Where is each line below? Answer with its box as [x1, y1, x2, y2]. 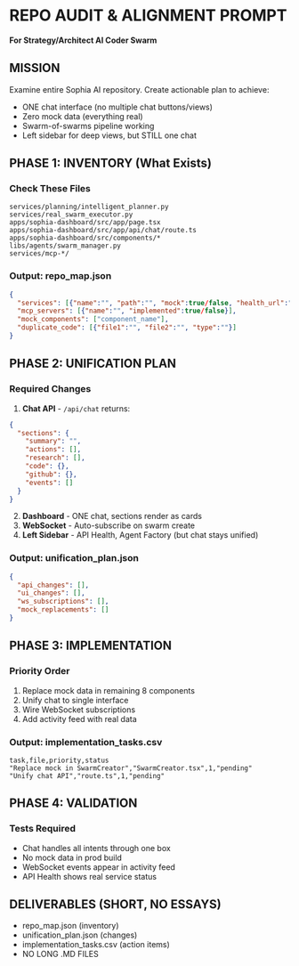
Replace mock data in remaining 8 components [21, 685, 196, 695]
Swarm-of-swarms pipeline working [21, 120, 155, 131]
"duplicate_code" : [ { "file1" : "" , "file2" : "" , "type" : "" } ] [17, 323, 238, 332]
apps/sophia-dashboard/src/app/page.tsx [9, 218, 162, 227]
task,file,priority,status [9, 756, 109, 765]
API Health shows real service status [21, 871, 158, 881]
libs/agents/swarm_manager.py [9, 241, 122, 250]
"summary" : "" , [25, 437, 82, 446]
